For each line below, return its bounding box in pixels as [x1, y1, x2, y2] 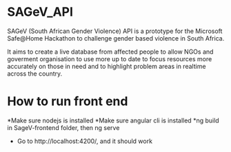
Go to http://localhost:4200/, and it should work [17, 137, 153, 145]
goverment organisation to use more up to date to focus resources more [7, 54, 212, 63]
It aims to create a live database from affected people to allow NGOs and [7, 47, 214, 56]
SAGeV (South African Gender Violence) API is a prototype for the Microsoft [7, 27, 223, 35]
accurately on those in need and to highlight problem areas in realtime [7, 62, 206, 70]
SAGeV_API [7, 4, 74, 20]
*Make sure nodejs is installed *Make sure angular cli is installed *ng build [7, 116, 219, 124]
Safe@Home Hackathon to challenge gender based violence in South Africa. [7, 34, 225, 42]
